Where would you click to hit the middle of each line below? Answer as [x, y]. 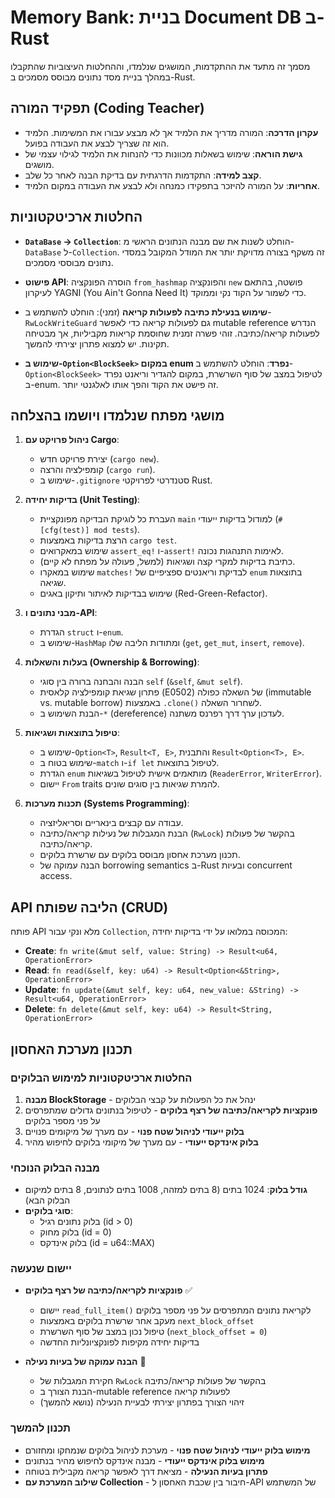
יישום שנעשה [41, 1269]
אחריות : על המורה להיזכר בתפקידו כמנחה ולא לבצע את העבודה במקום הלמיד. [172, 185]
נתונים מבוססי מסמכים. [69, 262]
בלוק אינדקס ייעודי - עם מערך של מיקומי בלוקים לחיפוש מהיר [141, 1142]
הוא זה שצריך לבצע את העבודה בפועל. [97, 143]
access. [56, 876]
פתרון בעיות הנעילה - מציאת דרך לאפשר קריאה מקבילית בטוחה [146, 1471]
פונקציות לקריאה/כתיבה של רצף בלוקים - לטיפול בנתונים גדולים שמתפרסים [171, 1110]
